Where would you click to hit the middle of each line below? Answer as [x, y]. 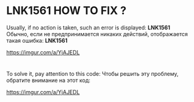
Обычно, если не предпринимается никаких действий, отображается [97, 34]
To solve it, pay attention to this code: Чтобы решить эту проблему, [92, 74]
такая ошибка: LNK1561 [37, 40]
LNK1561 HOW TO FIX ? [66, 11]
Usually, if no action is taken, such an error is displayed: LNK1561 [88, 27]
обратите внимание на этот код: [48, 81]
